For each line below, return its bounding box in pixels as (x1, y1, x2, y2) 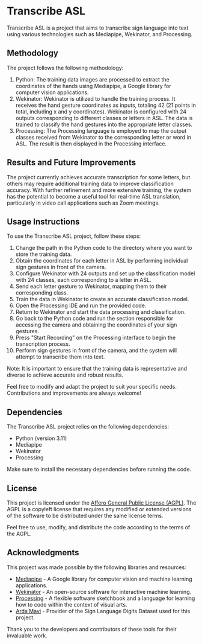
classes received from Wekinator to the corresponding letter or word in (15, 133, 192, 141)
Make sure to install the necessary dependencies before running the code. (7, 466, 192, 473)
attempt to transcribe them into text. (15, 353, 105, 360)
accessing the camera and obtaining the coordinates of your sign (15, 321, 177, 328)
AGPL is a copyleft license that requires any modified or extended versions (7, 506, 192, 512)
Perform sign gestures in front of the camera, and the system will (15, 347, 177, 354)
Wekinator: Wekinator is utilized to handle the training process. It (15, 95, 176, 102)
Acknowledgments (7, 547, 80, 558)
